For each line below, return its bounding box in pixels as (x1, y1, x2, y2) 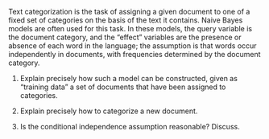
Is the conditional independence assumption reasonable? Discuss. (19, 122, 240, 131)
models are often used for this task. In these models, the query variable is (8, 24, 252, 33)
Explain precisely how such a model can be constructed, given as (19, 74, 238, 83)
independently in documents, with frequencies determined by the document (8, 50, 261, 59)
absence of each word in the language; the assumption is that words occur (8, 41, 257, 51)
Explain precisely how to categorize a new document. (19, 106, 198, 116)
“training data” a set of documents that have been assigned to (19, 82, 226, 92)
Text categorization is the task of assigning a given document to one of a (8, 7, 250, 16)
